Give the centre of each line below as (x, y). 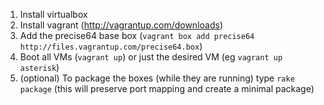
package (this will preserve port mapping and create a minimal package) (167, 88)
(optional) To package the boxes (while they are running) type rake (157, 78)
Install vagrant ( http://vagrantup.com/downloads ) (121, 25)
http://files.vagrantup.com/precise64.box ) (111, 46)
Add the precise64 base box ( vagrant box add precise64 (137, 35)
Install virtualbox (53, 14)
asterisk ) (39, 67)
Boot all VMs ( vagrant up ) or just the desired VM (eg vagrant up (151, 57)
